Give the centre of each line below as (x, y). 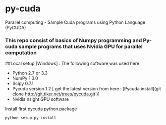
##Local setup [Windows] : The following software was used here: (73, 63)
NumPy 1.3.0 (25, 78)
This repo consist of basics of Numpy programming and (74, 40)
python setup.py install (31, 118)
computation (21, 52)
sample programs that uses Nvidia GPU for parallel (81, 46)
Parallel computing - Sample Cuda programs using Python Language (75, 22)
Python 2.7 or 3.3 (30, 73)
